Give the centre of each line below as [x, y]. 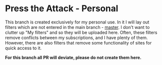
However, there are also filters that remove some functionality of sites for [79, 43]
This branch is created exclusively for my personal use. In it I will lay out [77, 22]
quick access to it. [23, 48]
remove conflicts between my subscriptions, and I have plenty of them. [76, 38]
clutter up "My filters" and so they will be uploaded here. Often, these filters [81, 32]
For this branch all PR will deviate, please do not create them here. [73, 57]
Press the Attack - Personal [62, 9]
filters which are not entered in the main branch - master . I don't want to [77, 27]
